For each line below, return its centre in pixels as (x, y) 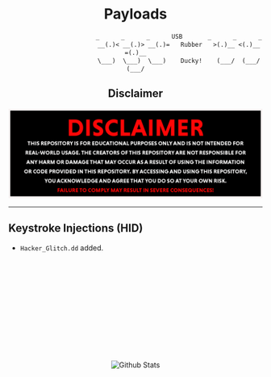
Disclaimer (135, 94)
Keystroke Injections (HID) (76, 228)
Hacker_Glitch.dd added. (62, 248)
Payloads (135, 14)
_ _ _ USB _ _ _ (179, 36)
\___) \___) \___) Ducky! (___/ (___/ (179, 61)
